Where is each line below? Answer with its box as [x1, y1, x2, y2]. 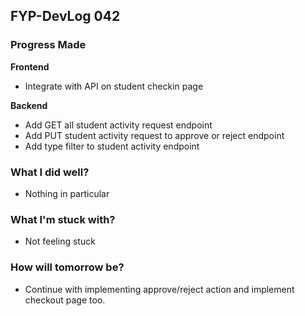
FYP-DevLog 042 [10, 8, 121, 25]
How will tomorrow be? [10, 260, 125, 274]
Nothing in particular [24, 187, 110, 199]
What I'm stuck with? [10, 212, 116, 226]
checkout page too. [24, 294, 106, 306]
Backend [10, 99, 48, 111]
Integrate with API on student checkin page [24, 80, 204, 92]
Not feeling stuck [24, 235, 96, 248]
